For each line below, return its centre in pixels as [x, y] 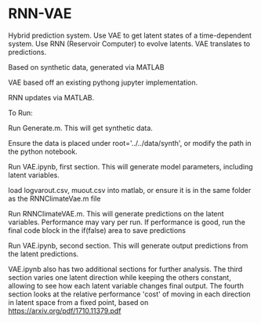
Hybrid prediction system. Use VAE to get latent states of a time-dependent [130, 35]
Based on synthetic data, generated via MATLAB [86, 67]
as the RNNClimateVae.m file [54, 198]
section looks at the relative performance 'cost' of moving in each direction [129, 294]
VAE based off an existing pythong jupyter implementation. [103, 82]
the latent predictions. [43, 254]
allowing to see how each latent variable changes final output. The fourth [126, 285]
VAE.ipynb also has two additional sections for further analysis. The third [125, 269]
